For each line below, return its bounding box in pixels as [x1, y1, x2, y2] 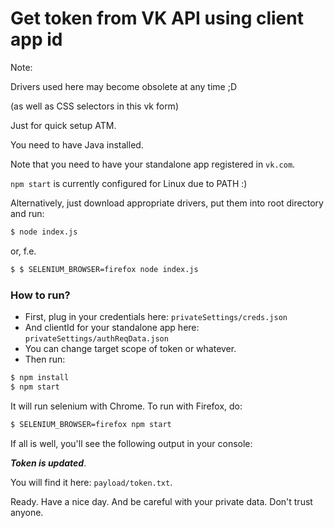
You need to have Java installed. [10, 138, 144, 151]
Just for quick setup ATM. [10, 119, 117, 131]
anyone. [10, 506, 44, 518]
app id [10, 28, 63, 51]
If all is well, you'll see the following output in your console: [10, 437, 253, 449]
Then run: [24, 353, 66, 365]
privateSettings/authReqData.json [24, 333, 169, 344]
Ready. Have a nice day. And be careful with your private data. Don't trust [10, 495, 313, 507]
